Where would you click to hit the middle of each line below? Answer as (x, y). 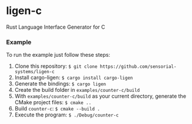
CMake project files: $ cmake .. (53, 102)
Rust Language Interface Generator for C (56, 27)
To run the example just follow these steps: (58, 55)
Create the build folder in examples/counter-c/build (77, 90)
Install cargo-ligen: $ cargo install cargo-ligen (74, 78)
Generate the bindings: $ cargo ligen (60, 84)
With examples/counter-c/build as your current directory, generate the (100, 96)
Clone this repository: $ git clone (56, 66)
